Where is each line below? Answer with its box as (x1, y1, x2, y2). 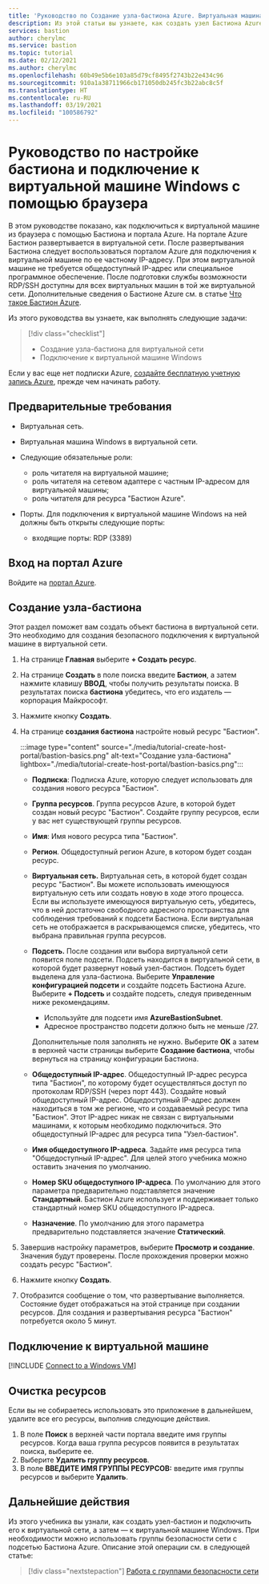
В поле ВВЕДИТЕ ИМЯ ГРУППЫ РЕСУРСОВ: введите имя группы (19, 1464, 244, 1473)
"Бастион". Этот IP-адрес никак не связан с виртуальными (31, 1112, 235, 1122)
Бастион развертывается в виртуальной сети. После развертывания (8, 237, 244, 247)
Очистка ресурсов (8, 1384, 106, 1398)
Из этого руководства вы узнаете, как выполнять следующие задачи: (8, 313, 247, 322)
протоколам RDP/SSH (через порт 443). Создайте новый (31, 1087, 227, 1096)
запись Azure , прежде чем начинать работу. (8, 376, 161, 386)
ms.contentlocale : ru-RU (8, 94, 91, 102)
